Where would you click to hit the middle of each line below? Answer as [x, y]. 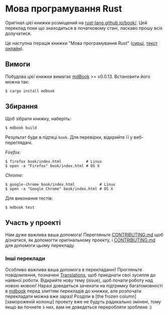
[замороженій [20, 301]
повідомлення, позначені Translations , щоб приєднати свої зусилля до [80, 275]
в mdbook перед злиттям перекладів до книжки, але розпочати [73, 291]
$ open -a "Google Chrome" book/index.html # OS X [59, 189]
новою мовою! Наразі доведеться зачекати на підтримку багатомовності [84, 285]
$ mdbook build [21, 128]
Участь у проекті [33, 223]
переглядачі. [19, 142]
